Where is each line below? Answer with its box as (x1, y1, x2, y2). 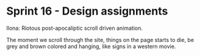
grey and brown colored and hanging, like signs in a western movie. (6, 43, 176, 50)
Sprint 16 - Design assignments (6, 4, 168, 18)
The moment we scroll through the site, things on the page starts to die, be (6, 36, 194, 43)
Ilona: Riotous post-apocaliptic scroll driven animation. (6, 24, 143, 32)
